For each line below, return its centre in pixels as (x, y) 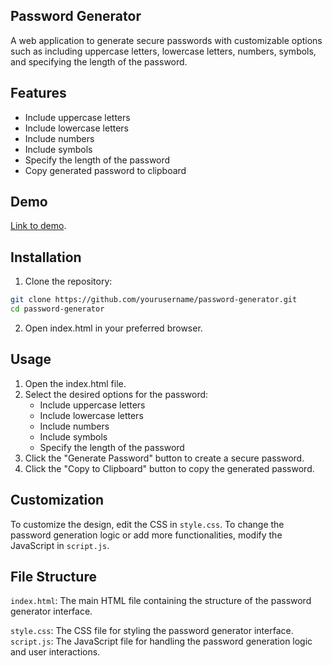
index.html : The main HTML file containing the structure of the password (161, 601)
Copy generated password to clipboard (105, 170)
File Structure (53, 577)
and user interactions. (55, 652)
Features (38, 93)
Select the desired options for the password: (116, 394)
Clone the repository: (68, 281)
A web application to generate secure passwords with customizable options (166, 40)
